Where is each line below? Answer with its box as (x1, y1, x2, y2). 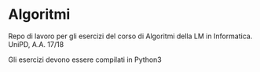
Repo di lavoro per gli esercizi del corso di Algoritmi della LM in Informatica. (8, 31, 253, 41)
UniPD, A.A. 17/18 (8, 39, 64, 49)
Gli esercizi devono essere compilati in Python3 (8, 55, 163, 64)
